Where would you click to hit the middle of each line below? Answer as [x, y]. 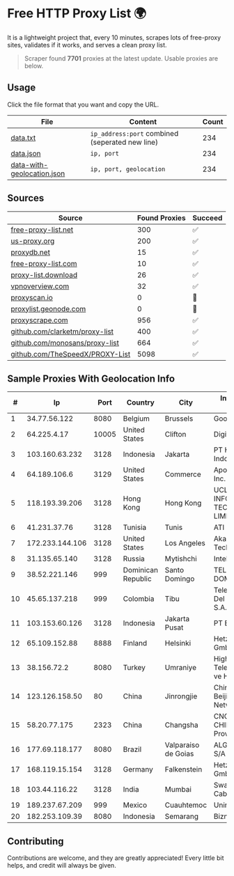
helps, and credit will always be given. [62, 866]
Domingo [180, 579]
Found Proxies [161, 218]
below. [34, 65]
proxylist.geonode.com [48, 308]
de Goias [179, 754]
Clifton [175, 435]
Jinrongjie [181, 696]
